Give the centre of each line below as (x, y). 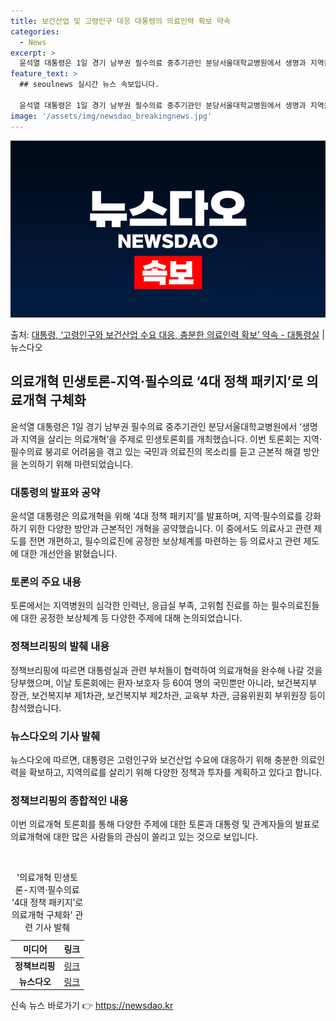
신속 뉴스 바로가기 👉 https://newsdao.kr (92, 1006)
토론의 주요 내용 (46, 582)
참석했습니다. (36, 707)
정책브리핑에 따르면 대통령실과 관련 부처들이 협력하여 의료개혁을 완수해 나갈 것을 (166, 670)
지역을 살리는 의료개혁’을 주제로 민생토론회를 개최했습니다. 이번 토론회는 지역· (171, 439)
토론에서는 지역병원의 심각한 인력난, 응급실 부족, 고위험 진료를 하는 (140, 606)
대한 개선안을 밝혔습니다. (69, 554)
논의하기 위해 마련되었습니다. (77, 464)
